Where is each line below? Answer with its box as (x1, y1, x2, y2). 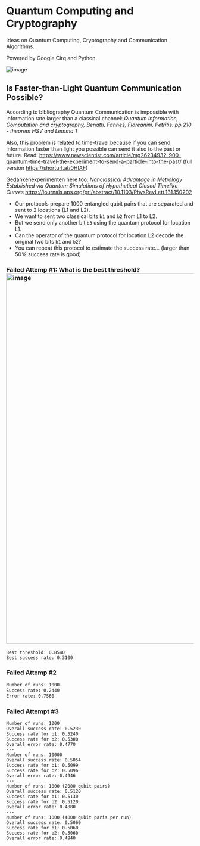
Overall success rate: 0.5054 (6, 757, 82, 763)
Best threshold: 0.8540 (6, 649, 65, 656)
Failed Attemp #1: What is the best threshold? (6, 265, 140, 273)
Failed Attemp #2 (6, 668, 57, 677)
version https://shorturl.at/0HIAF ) (6, 164, 88, 171)
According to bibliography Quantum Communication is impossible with (6, 108, 179, 116)
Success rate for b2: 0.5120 (6, 799, 79, 805)
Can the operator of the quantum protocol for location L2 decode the (14, 231, 184, 239)
